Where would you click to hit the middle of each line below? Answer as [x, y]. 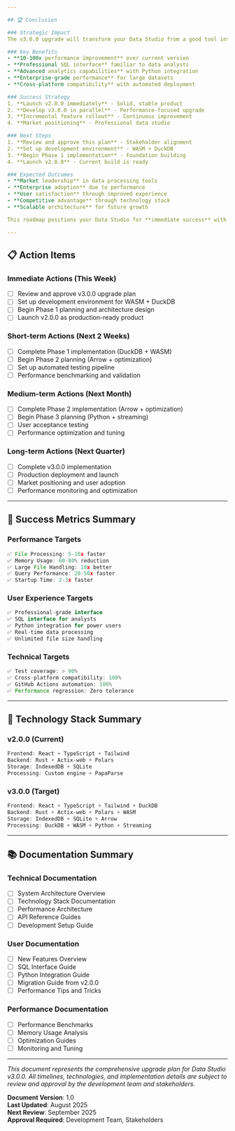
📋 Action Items [42, 255]
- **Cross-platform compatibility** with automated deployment [101, 84]
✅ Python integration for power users [64, 626]
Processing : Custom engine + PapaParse [65, 773]
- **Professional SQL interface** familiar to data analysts [98, 65]
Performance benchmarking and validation [79, 375]
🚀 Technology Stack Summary [74, 719]
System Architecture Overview [62, 893]
